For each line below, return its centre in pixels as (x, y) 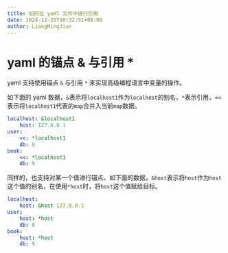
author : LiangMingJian (39, 26)
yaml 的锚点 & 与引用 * (70, 62)
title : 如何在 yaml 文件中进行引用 (53, 13)
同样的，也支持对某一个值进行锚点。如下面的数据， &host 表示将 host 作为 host (114, 178)
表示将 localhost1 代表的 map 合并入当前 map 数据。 (74, 106)
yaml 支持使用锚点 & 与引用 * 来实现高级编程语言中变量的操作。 (96, 82)
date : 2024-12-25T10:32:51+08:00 (55, 20)
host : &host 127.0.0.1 (52, 206)
